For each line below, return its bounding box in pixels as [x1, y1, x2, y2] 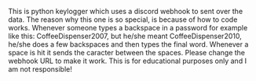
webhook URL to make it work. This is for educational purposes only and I [8, 56, 247, 65]
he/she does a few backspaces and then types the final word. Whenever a [8, 40, 249, 49]
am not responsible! [8, 65, 73, 73]
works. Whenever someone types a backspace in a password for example [8, 23, 248, 32]
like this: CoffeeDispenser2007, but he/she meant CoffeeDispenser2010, [8, 31, 242, 40]
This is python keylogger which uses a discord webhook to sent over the [8, 7, 243, 16]
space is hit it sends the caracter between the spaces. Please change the [8, 48, 246, 57]
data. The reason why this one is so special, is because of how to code [8, 15, 238, 24]
